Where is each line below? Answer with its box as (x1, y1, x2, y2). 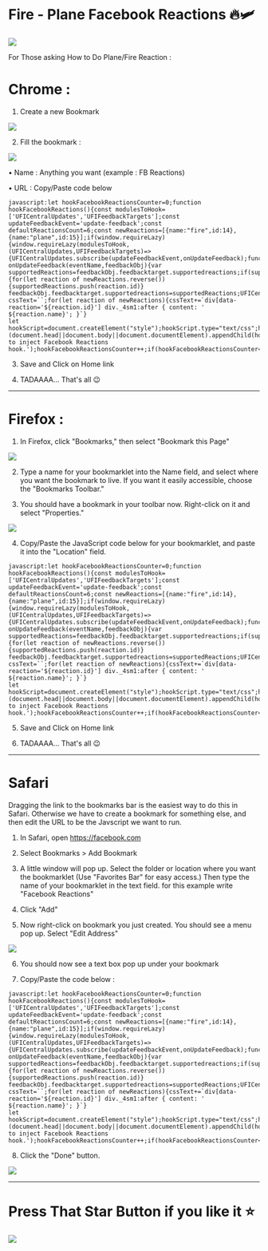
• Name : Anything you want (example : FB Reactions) (8, 168, 185, 177)
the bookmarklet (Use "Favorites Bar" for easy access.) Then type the (19, 872, 250, 881)
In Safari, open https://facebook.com (19, 833, 141, 842)
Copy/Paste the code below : (19, 974, 116, 984)
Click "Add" (19, 905, 58, 914)
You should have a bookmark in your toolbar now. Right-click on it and (19, 499, 250, 509)
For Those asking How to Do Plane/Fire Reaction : (8, 52, 171, 61)
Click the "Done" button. (19, 1150, 100, 1160)
